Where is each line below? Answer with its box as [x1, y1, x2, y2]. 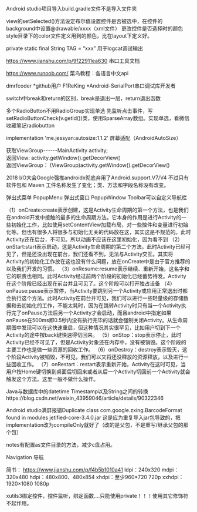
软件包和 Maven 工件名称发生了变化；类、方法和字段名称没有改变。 [6, 182, 169, 188]
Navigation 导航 [6, 454, 44, 460]
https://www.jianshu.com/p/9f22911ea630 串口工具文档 [6, 58, 140, 64]
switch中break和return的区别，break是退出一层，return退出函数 [6, 95, 161, 102]
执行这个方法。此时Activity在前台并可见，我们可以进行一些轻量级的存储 [11, 295, 184, 302]
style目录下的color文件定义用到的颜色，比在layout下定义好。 [6, 32, 153, 39]
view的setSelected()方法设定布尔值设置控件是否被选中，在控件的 [6, 18, 163, 25]
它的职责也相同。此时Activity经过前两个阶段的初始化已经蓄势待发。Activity [6, 273, 186, 279]
